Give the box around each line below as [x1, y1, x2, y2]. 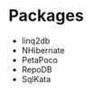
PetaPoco [21, 54, 58, 65]
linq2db [21, 35, 51, 46]
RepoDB [21, 64, 52, 75]
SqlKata [21, 73, 51, 84]
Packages [8, 5, 85, 26]
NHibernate [21, 44, 65, 55]
